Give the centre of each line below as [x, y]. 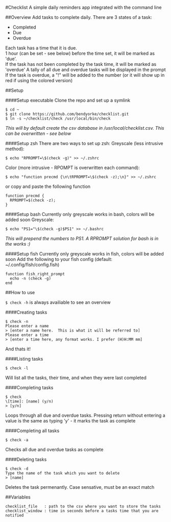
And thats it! [18, 349]
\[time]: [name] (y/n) [29, 401]
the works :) [18, 244]
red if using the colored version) [39, 80]
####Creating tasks [26, 312]
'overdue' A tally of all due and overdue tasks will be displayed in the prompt [86, 69]
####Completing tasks [29, 387]
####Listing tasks [24, 359]
